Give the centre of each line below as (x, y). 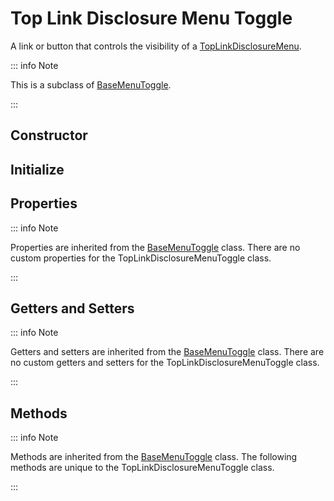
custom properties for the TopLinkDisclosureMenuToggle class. (141, 258)
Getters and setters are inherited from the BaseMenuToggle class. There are (167, 352)
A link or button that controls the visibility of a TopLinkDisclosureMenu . (156, 46)
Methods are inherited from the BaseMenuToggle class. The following (154, 457)
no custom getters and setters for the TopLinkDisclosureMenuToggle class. (165, 363)
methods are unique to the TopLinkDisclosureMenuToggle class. (142, 468)
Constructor (49, 135)
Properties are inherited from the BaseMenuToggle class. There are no (155, 247)
